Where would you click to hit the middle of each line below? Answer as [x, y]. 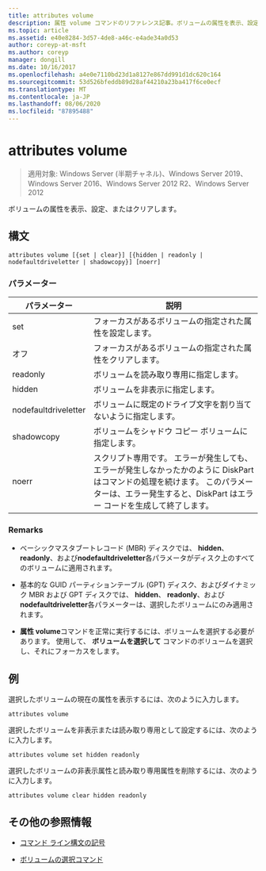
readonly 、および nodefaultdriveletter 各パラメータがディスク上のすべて [137, 558]
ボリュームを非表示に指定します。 [157, 389]
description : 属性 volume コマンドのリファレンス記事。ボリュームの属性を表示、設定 [134, 23]
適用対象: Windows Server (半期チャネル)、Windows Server [125, 173]
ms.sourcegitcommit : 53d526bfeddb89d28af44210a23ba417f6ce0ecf [115, 82]
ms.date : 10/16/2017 [42, 67]
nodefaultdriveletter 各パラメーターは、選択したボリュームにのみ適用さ [137, 604]
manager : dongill [37, 60]
